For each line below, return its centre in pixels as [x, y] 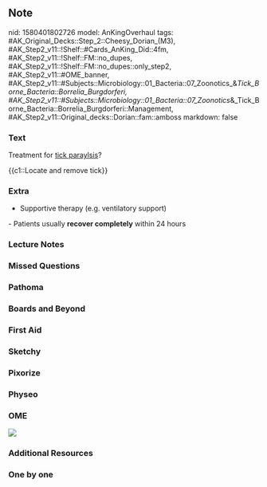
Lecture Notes [36, 245]
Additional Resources [51, 453]
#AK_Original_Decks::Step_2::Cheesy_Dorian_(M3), [92, 41]
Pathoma [26, 288]
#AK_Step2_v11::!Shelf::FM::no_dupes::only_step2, [90, 66]
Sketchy [25, 352]
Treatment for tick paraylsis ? [55, 155]
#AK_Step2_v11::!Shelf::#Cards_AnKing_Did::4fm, [88, 49]
